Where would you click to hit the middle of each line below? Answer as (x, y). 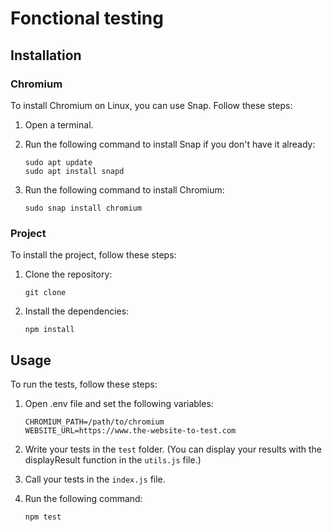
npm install (49, 330)
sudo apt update (58, 162)
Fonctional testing (87, 18)
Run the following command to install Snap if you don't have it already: (170, 144)
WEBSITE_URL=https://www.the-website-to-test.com (130, 430)
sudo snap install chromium (83, 208)
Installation (46, 55)
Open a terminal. (59, 124)
